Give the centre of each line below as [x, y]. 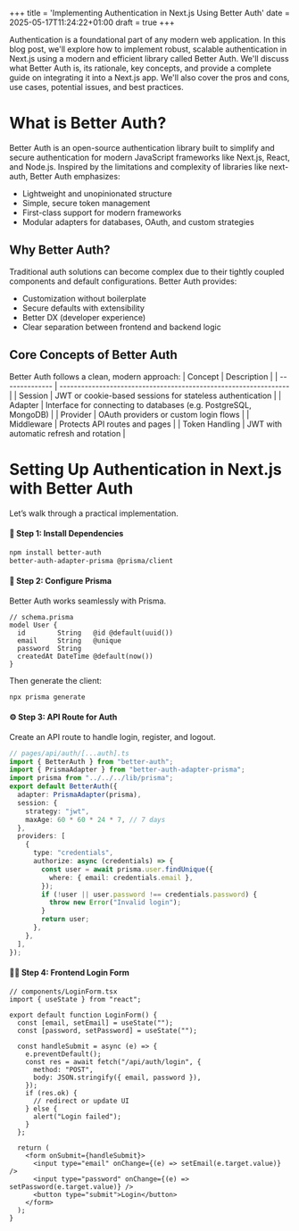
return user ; [66, 919]
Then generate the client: [56, 680]
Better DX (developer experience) [84, 317]
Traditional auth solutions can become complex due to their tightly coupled [147, 271]
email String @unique [70, 640]
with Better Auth [71, 488]
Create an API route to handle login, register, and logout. [112, 736]
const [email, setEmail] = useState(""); [96, 1023]
